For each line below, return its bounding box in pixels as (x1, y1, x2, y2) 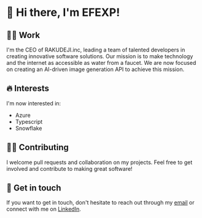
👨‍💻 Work (6, 30, 41, 40)
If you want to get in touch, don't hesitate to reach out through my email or (6, 199, 195, 206)
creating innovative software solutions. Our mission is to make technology (6, 53, 193, 60)
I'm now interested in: (6, 99, 61, 107)
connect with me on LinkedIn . (6, 205, 81, 213)
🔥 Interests (6, 83, 49, 94)
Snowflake (15, 124, 42, 132)
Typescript (15, 118, 43, 125)
